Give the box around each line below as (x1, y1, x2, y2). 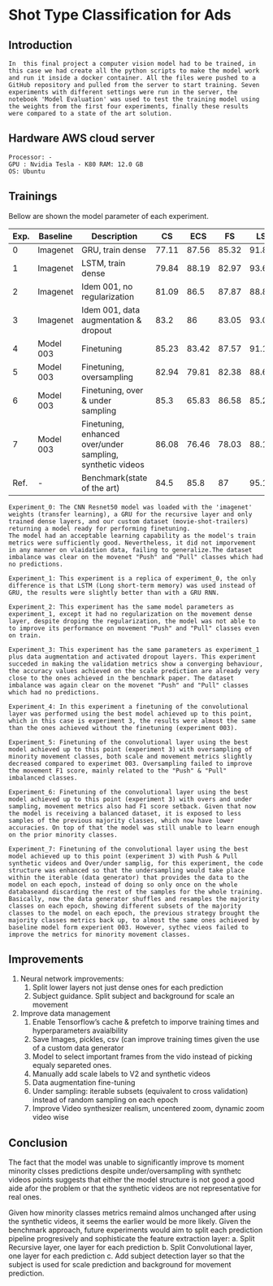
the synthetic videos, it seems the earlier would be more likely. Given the (8, 1217, 252, 1227)
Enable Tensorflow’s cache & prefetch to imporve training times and (32, 1017, 260, 1027)
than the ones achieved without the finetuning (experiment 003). (8, 724, 238, 732)
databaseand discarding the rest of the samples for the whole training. (8, 887, 264, 896)
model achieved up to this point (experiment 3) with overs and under (8, 795, 253, 803)
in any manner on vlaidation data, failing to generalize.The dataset (8, 545, 253, 554)
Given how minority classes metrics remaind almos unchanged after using (8, 1208, 257, 1218)
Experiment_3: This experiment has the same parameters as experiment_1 (8, 645, 260, 654)
